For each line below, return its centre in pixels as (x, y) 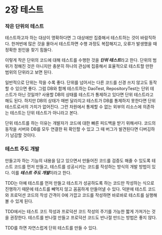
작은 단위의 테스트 (25, 26)
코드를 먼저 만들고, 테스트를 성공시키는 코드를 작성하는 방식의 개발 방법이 (82, 166)
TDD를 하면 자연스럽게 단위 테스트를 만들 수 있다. (51, 228)
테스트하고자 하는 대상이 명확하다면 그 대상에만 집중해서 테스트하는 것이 (72, 38)
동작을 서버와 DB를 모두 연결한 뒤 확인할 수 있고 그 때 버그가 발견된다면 (72, 129)
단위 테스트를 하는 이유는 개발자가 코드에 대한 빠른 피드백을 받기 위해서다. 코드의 (81, 123)
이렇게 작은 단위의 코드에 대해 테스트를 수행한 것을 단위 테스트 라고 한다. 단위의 (78, 60)
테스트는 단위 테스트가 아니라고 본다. (44, 113)
